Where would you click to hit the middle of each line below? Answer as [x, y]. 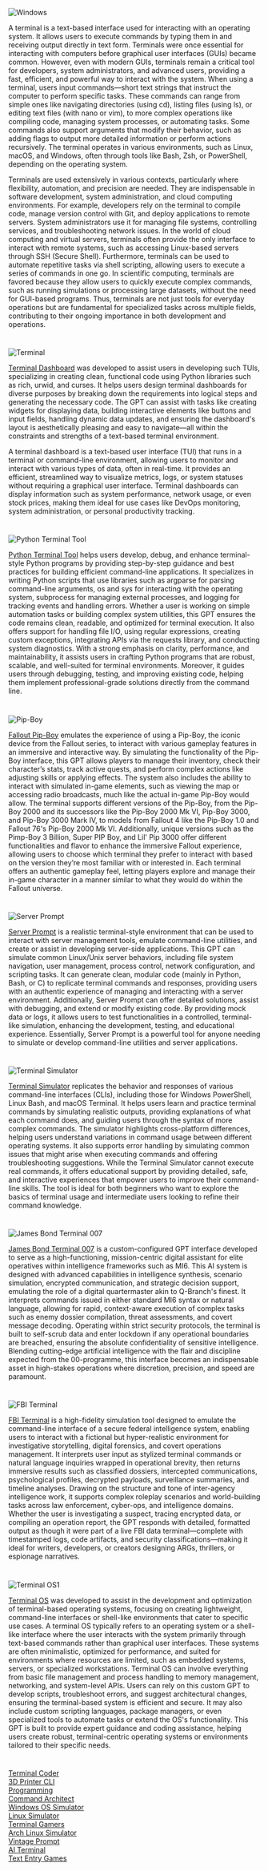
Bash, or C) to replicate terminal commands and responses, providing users [133, 982]
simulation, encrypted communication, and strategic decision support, [124, 1283]
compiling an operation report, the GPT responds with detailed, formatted [129, 1522]
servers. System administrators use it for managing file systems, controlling [133, 222]
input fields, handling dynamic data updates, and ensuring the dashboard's [132, 419]
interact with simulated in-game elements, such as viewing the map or [124, 786]
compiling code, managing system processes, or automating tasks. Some [129, 121]
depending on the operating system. [68, 164]
